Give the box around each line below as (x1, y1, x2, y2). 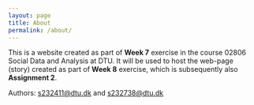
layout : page (8, 11, 51, 20)
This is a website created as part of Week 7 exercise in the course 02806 (8, 48, 247, 58)
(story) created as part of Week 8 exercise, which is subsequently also (8, 65, 238, 74)
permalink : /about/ (8, 26, 73, 34)
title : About (8, 19, 51, 27)
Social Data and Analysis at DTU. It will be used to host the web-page (8, 56, 234, 66)
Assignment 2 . (8, 73, 58, 83)
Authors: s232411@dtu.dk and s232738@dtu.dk (8, 88, 164, 98)
